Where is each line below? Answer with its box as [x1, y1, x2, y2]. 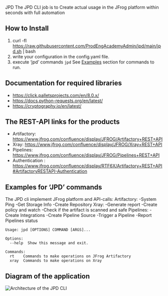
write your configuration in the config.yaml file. [12, 53, 109, 59]
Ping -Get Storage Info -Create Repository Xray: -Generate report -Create [5, 201, 157, 208]
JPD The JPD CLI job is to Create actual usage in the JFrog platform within [5, 5, 159, 10]
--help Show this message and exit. [10, 241, 89, 246]
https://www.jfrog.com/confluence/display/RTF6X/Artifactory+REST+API [12, 163, 162, 169]
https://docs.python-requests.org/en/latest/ [12, 98, 103, 104]
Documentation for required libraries [5, 79, 122, 88]
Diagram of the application [5, 272, 90, 280]
